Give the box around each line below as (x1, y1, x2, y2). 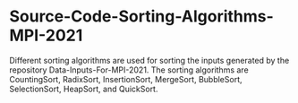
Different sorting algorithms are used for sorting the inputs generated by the (9, 55, 290, 65)
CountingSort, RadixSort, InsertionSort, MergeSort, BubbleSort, (9, 73, 243, 84)
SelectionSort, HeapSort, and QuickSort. (9, 83, 158, 94)
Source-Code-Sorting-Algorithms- (9, 6, 275, 27)
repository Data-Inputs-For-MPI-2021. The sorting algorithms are (9, 64, 249, 75)
